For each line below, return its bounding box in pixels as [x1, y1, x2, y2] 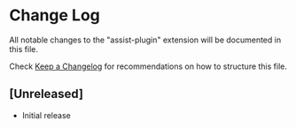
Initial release [21, 109, 71, 120]
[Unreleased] [9, 87, 84, 102]
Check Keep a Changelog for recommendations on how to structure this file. [9, 61, 288, 72]
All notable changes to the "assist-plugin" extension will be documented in [9, 34, 282, 45]
